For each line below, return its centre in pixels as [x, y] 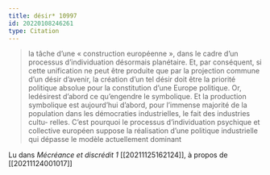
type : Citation [34, 31]
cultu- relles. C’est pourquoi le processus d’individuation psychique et [144, 123]
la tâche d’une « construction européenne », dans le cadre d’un [133, 54]
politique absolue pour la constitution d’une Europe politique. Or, [135, 88]
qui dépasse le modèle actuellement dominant [105, 140]
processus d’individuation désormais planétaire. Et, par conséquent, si [145, 62]
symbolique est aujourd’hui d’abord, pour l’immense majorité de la [137, 105]
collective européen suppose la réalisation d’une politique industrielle [143, 131]
